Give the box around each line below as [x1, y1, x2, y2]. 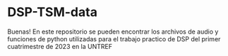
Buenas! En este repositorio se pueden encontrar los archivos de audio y [7, 27, 219, 36]
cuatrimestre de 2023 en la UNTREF [7, 42, 113, 50]
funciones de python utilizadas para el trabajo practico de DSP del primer [7, 34, 221, 43]
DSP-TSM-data [7, 4, 97, 20]
